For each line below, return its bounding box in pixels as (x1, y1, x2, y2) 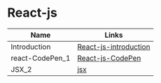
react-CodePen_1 (10, 53, 71, 63)
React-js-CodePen (76, 53, 141, 63)
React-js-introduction (76, 42, 150, 52)
